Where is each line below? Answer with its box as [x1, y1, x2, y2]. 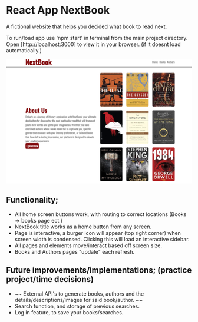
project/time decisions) [6, 274, 94, 284]
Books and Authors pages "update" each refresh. [14, 248, 135, 255]
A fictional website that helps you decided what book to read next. [6, 23, 167, 30]
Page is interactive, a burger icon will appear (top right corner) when [14, 229, 181, 236]
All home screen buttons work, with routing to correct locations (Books [14, 210, 187, 218]
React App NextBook [6, 4, 110, 17]
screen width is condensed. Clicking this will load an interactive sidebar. [14, 235, 190, 243]
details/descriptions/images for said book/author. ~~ [14, 296, 143, 303]
